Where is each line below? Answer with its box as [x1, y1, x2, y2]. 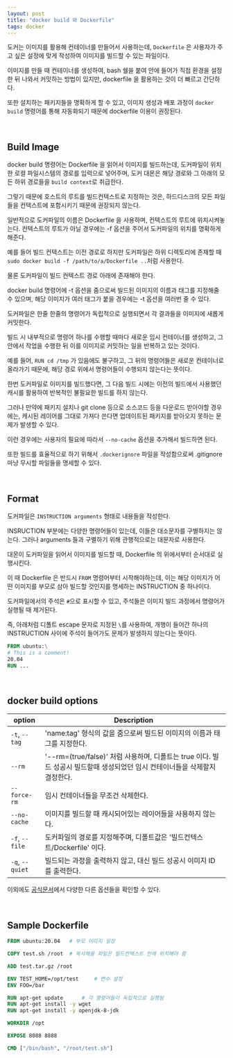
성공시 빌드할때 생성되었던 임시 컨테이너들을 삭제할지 [53, 762, 216, 772]
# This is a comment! [7, 649, 70, 656]
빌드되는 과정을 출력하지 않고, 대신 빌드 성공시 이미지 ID [44, 856, 216, 866]
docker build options [7, 694, 98, 706]
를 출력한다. [44, 867, 81, 876]
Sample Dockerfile [7, 919, 89, 931]
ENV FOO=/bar [7, 982, 45, 989]
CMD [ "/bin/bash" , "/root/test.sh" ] [7, 1045, 113, 1052]
